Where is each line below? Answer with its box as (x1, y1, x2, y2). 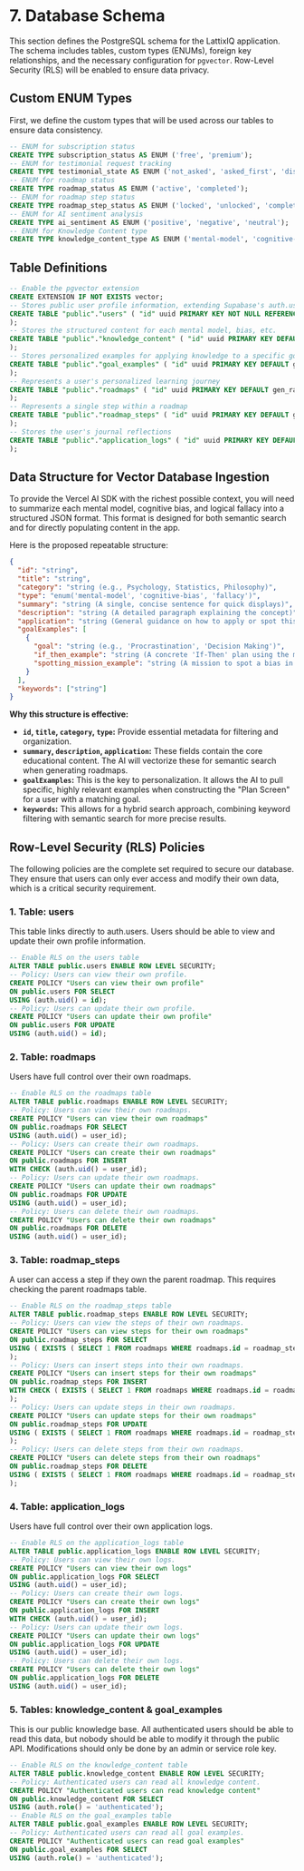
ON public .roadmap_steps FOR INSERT (9, 1377, 147, 1386)
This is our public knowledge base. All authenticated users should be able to (9, 1724, 294, 1735)
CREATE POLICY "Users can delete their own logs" (9, 1665, 201, 1674)
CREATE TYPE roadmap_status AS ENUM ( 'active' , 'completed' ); (9, 184, 249, 193)
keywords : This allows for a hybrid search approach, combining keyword (22, 804, 291, 815)
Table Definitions (9, 260, 108, 275)
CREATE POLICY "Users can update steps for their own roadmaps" (9, 1411, 257, 1420)
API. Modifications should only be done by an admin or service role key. (9, 1743, 277, 1754)
